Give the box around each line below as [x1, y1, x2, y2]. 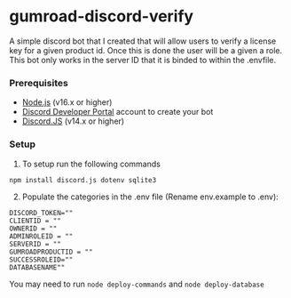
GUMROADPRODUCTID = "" [9, 247, 93, 256]
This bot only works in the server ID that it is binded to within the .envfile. [9, 54, 277, 65]
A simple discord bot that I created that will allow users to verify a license [9, 36, 277, 46]
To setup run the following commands [21, 158, 161, 169]
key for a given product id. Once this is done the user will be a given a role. [9, 44, 282, 55]
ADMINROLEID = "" [9, 231, 74, 241]
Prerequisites [9, 77, 68, 89]
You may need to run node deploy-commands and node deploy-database [9, 278, 264, 289]
